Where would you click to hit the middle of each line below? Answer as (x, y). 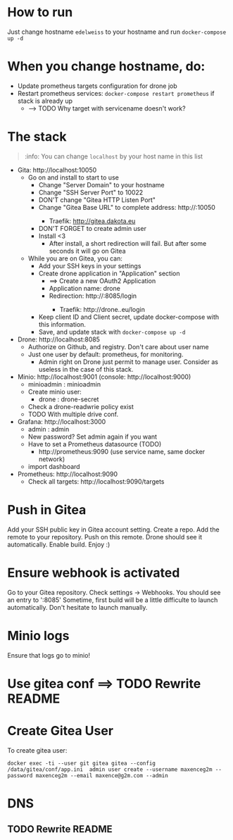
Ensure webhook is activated (94, 573)
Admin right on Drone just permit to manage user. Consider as (128, 362)
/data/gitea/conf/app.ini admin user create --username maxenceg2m (110, 769)
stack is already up (45, 101)
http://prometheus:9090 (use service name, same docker (122, 451)
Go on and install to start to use (74, 177)
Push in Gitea (47, 510)
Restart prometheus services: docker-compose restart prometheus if (116, 93)
